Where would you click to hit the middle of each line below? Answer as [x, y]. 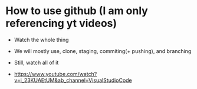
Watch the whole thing [41, 39]
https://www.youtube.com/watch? [55, 74]
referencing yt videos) [61, 23]
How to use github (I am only [77, 11]
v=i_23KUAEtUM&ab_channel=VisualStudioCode [73, 80]
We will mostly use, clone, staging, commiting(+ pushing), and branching [103, 51]
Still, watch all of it [36, 62]
